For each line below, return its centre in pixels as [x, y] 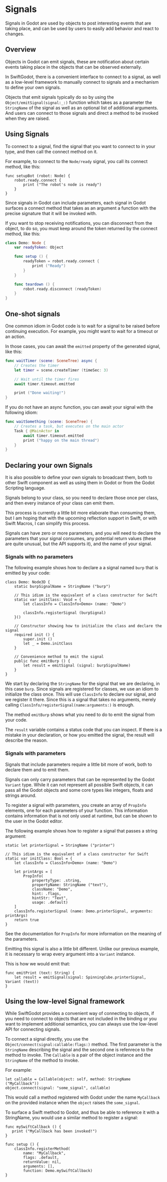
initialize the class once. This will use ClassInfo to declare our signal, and [81, 694]
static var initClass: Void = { [48, 600]
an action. [15, 336]
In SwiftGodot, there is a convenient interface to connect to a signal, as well [83, 77]
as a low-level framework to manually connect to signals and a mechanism [82, 82]
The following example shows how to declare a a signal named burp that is [82, 568]
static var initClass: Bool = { [39, 859]
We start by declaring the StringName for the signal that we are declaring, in [82, 684]
